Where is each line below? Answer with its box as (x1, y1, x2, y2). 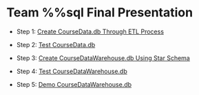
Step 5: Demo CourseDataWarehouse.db (16, 80, 132, 88)
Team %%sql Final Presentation (6, 5, 193, 21)
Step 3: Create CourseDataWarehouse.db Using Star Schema (16, 53, 190, 62)
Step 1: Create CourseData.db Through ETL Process (16, 27, 165, 36)
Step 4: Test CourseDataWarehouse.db (16, 67, 128, 75)
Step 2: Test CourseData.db (16, 40, 96, 49)
